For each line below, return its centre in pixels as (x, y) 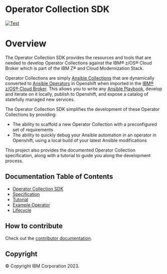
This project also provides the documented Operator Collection (70, 150)
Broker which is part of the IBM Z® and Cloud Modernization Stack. (74, 68)
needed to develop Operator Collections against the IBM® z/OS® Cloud (78, 63)
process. (14, 161)
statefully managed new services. (40, 99)
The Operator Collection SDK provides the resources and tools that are (78, 57)
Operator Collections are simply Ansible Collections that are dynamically (80, 78)
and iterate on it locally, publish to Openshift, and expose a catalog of (77, 94)
